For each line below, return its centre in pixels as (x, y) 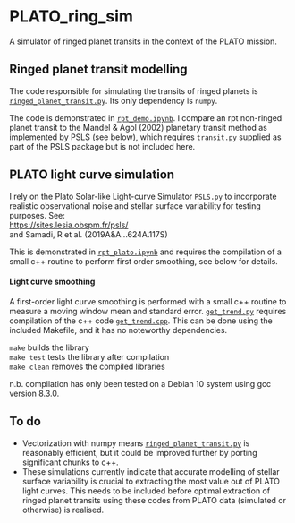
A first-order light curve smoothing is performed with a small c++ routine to (148, 301)
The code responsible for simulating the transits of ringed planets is (134, 90)
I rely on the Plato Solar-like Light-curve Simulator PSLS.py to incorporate (143, 196)
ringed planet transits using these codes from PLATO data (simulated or (154, 500)
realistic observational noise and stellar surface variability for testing (135, 206)
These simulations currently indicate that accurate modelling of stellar (151, 471)
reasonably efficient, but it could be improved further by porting (139, 452)
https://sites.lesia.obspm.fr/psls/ (69, 225)
